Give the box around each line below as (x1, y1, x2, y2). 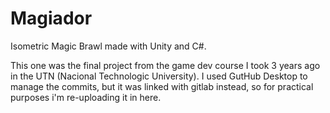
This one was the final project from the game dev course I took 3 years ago (10, 59, 321, 71)
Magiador (10, 7, 93, 30)
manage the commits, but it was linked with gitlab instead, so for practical (10, 80, 314, 92)
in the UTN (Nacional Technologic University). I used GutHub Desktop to (10, 70, 308, 82)
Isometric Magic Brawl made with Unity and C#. (10, 40, 207, 52)
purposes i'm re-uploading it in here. (10, 91, 162, 103)
